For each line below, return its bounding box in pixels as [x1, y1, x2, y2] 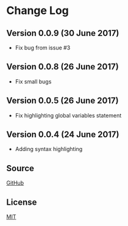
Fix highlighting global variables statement [15, 111, 122, 119]
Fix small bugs [15, 77, 52, 85]
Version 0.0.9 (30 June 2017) [6, 28, 119, 38]
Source [6, 163, 35, 174]
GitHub [6, 179, 24, 186]
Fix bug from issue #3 [15, 44, 71, 51]
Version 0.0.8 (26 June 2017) [6, 62, 119, 72]
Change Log [6, 4, 69, 18]
